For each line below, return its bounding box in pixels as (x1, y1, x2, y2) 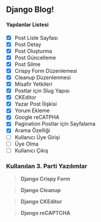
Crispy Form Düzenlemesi (14, 67, 78, 74)
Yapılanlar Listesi (6, 21, 49, 28)
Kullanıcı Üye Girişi (14, 133, 60, 140)
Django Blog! (6, 5, 55, 15)
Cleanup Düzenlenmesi (14, 73, 71, 81)
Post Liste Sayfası (14, 34, 58, 41)
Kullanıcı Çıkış (14, 147, 49, 154)
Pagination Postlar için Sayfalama (14, 120, 96, 127)
